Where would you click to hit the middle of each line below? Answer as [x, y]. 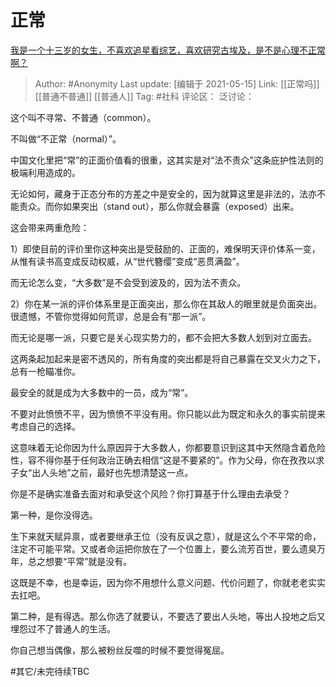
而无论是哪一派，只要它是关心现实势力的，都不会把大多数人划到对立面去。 [163, 337]
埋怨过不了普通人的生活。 [63, 628]
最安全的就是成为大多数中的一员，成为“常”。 [102, 392]
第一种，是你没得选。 [54, 515]
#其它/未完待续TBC [50, 671]
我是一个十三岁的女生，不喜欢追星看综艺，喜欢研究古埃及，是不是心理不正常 [168, 50]
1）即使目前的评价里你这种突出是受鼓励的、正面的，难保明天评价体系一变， [165, 248]
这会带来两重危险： [50, 227]
